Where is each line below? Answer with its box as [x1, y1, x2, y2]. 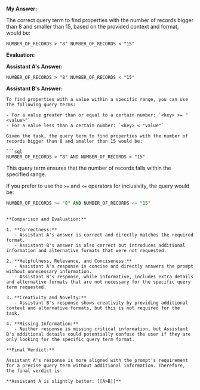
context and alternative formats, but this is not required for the [6, 305, 180, 311]
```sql [6, 149, 23, 155]
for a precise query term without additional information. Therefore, [6, 363, 186, 368]
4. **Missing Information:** [6, 321, 79, 327]
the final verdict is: [6, 367, 63, 374]
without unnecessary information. [6, 268, 93, 274]
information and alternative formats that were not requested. [6, 247, 167, 253]
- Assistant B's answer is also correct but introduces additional [14, 242, 186, 248]
